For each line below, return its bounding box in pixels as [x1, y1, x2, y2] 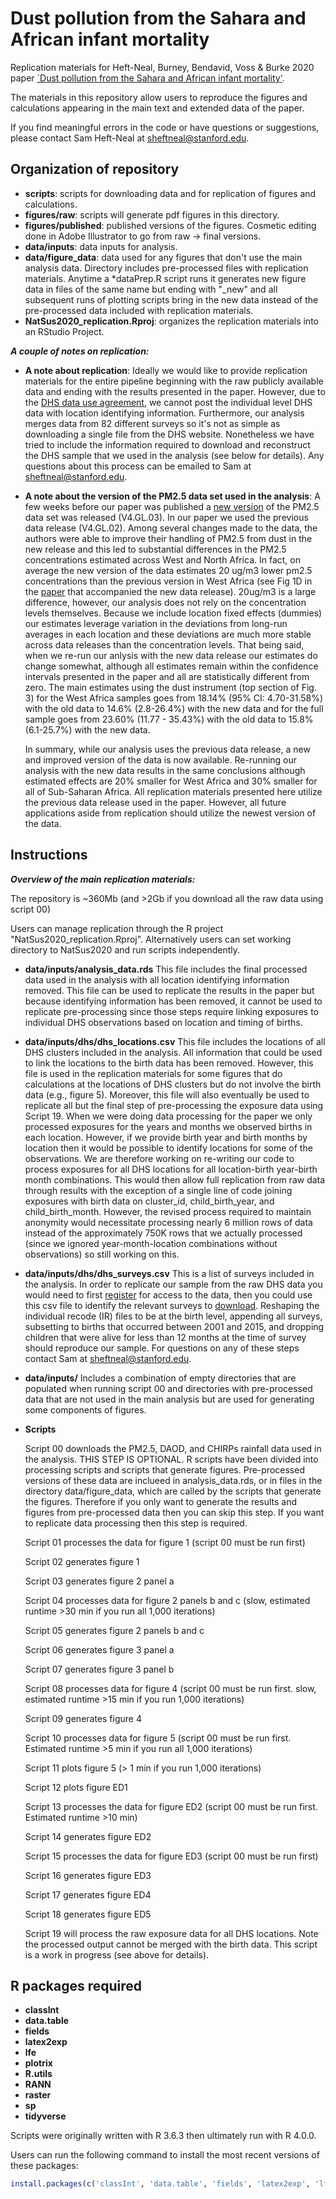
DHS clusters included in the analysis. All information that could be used [24, 1046, 323, 1058]
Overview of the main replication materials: [10, 873, 196, 885]
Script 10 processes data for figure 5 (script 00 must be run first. [24, 1732, 292, 1744]
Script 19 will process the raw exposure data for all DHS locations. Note [24, 1927, 319, 1939]
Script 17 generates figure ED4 [24, 1888, 152, 1901]
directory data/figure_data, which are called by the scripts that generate [24, 1485, 322, 1497]
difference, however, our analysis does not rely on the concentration [24, 596, 307, 608]
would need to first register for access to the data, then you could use [24, 1288, 313, 1301]
